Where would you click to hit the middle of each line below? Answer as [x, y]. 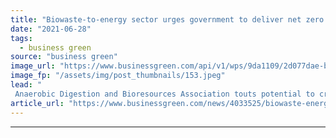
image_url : [33, 66]
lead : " [26, 85]
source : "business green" [64, 57]
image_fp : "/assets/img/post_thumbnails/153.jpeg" [118, 76]
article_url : [37, 103]
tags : [21, 38]
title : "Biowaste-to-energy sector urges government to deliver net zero [167, 19]
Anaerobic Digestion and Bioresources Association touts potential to [164, 94]
